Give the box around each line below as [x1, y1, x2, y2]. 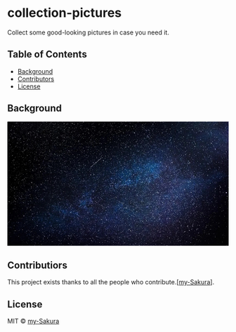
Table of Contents [7, 48, 88, 60]
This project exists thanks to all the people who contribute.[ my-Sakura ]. [7, 278, 215, 286]
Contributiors [7, 259, 68, 271]
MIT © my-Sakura [7, 317, 60, 326]
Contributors [17, 74, 55, 83]
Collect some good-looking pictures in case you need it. [7, 28, 170, 36]
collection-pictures [7, 5, 122, 21]
